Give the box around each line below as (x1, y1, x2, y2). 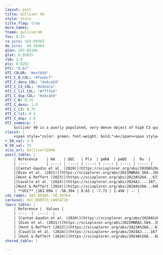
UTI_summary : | (5, 120, 36, 125)
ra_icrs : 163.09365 (5, 39, 45, 44)
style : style (5, 16, 32, 21)
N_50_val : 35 (5, 143, 32, 148)
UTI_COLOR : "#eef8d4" (5, 71, 49, 76)
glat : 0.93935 (5, 52, 34, 58)
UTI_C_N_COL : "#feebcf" (5, 75, 53, 80)
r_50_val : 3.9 (5, 138, 34, 144)
